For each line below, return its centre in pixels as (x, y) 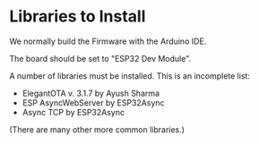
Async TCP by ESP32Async (73, 112)
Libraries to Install (78, 17)
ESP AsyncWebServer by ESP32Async (93, 102)
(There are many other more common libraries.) (97, 129)
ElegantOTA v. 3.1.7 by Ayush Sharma (91, 93)
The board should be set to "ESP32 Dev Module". (100, 58)
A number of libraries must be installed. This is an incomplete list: (130, 76)
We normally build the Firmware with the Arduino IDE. (108, 41)
